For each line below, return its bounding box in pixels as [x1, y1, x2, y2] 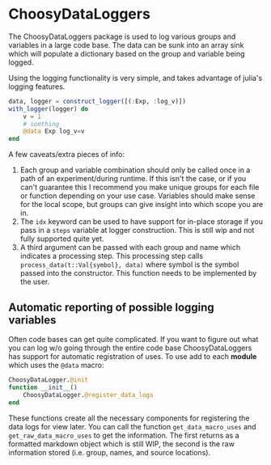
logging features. [8, 82, 66, 91]
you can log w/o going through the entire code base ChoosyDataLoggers [8, 343, 252, 353]
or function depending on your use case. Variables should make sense [19, 191, 256, 201]
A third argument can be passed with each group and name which [19, 243, 241, 252]
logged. [8, 57, 34, 67]
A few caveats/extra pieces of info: [8, 150, 125, 159]
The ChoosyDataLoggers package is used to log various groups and [8, 32, 236, 41]
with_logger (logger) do [8, 104, 89, 113]
